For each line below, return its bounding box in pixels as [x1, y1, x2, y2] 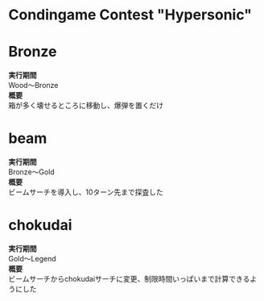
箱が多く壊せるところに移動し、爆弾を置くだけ [8, 101, 163, 111]
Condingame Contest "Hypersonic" [8, 6, 252, 24]
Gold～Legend [8, 254, 56, 263]
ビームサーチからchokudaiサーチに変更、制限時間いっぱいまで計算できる [8, 274, 250, 283]
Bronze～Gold [8, 167, 55, 177]
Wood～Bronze [8, 81, 59, 90]
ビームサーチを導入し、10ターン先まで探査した [8, 187, 163, 197]
